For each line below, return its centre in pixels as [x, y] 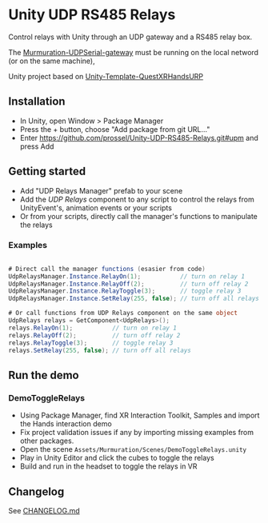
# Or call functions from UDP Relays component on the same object [123, 313]
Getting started [47, 172]
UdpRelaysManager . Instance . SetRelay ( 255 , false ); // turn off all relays [134, 299]
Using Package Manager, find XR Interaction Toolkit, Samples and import [140, 415]
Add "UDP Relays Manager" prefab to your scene [101, 190]
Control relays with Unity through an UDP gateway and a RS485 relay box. [130, 37]
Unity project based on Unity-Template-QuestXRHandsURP [106, 76]
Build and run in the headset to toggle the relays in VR [108, 466]
